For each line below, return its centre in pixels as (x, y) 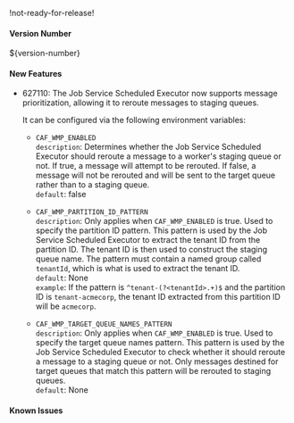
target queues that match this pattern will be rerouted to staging (153, 371)
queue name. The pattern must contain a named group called (148, 259)
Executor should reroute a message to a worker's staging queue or (158, 156)
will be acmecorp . (66, 306)
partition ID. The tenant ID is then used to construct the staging (151, 250)
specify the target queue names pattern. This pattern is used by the (160, 343)
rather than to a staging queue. (92, 185)
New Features (36, 73)
